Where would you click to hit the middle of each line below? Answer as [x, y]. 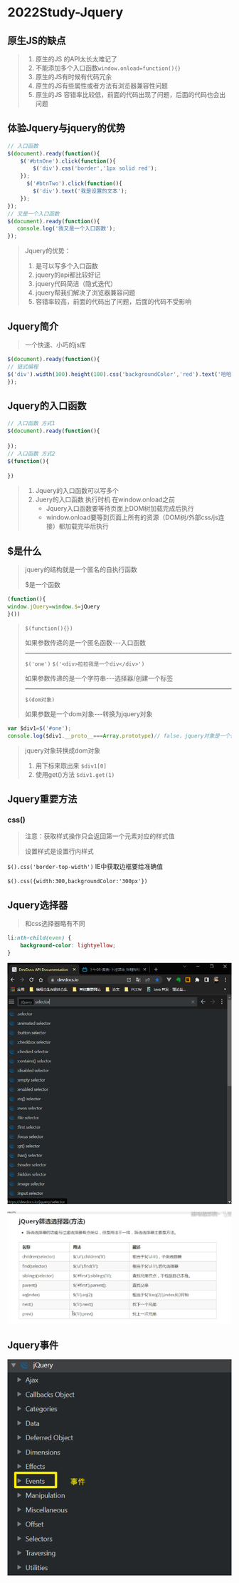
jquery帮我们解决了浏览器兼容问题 [85, 292]
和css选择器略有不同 [55, 923]
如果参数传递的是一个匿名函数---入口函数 [85, 642]
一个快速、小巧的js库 [55, 345]
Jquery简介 [33, 326]
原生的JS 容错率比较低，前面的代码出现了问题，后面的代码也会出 [131, 95]
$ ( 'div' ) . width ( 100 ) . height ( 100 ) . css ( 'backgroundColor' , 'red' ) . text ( [113, 374]
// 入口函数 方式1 [31, 424]
